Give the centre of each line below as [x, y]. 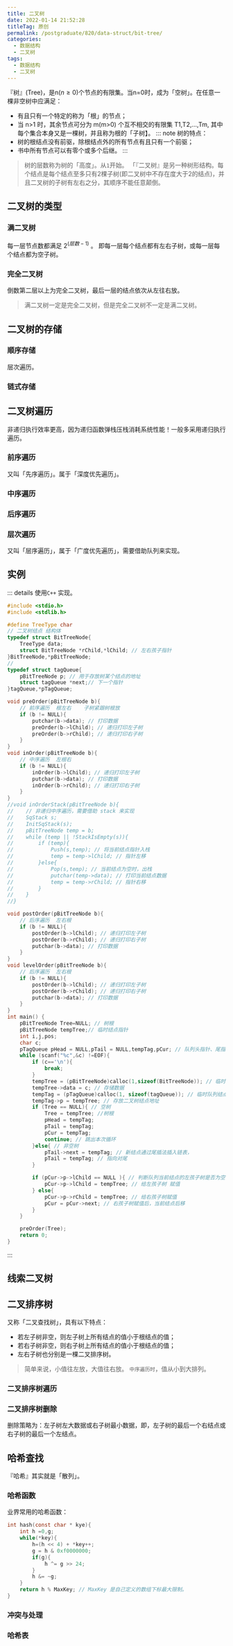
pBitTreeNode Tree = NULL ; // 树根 [67, 1024]
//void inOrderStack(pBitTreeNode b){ [63, 805]
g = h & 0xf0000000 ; [62, 1551]
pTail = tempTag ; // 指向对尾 [86, 1159]
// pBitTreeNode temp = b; [51, 830]
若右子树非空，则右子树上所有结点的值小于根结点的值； [96, 1346]
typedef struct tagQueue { [44, 669]
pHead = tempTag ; [69, 1120]
